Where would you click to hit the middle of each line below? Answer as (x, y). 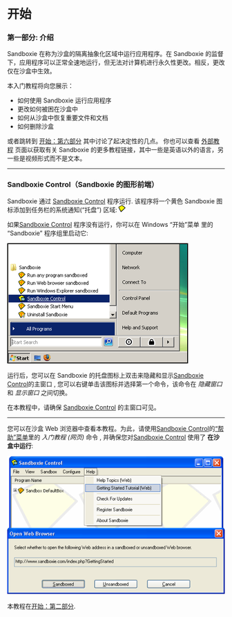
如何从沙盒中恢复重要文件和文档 (62, 118)
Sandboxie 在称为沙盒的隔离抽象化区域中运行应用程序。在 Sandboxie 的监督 (115, 54)
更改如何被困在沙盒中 (47, 109)
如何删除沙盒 (35, 127)
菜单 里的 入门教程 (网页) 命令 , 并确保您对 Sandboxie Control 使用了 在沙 (118, 437)
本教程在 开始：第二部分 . (41, 606)
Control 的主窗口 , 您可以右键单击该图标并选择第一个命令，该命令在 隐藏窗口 (115, 384)
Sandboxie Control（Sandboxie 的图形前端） (83, 185)
